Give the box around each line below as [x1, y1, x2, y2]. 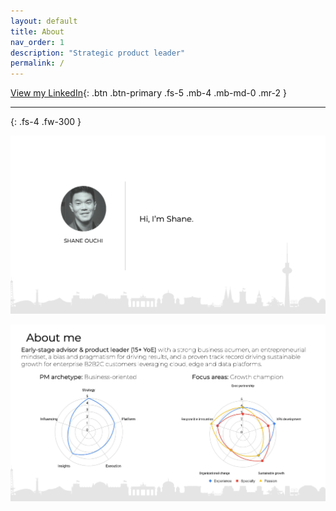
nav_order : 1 [10, 37, 65, 47]
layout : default [10, 16, 78, 26]
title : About [10, 26, 65, 37]
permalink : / [10, 58, 65, 69]
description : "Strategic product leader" [10, 48, 186, 58]
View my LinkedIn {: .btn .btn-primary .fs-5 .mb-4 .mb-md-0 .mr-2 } [10, 87, 287, 99]
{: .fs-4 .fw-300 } [10, 116, 82, 128]
